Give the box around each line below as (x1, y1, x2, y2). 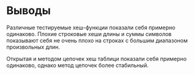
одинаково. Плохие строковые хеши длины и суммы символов (6, 30, 172, 37)
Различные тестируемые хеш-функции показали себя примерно (6, 24, 176, 31)
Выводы (6, 4, 51, 18)
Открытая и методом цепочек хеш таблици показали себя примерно (6, 55, 187, 62)
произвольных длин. (6, 43, 60, 51)
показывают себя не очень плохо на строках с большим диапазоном (6, 37, 188, 44)
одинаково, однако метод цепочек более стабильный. (6, 62, 149, 69)
